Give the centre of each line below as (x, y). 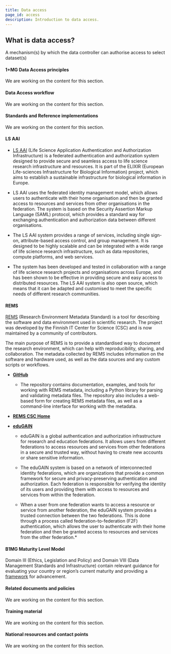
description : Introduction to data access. (52, 19)
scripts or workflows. (28, 365)
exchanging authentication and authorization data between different (84, 220)
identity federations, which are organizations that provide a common (92, 473)
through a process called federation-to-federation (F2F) (79, 521)
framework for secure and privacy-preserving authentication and (89, 479)
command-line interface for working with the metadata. (78, 406)
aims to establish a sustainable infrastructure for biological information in (89, 177)
